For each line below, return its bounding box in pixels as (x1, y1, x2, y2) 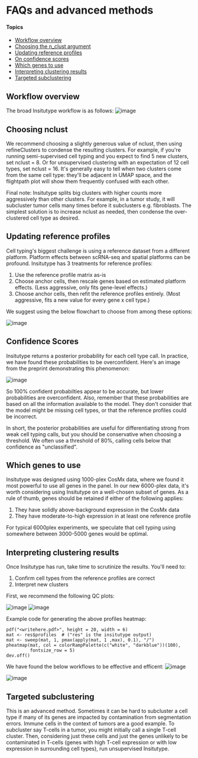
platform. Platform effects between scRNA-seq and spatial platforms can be (6, 253, 191, 260)
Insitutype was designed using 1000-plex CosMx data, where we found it (6, 476, 184, 483)
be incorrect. (6, 412, 38, 420)
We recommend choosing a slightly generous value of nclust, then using (6, 140, 182, 147)
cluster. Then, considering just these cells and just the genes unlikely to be (6, 733, 188, 740)
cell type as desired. (30, 214, 80, 222)
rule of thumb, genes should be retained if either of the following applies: (6, 495, 184, 502)
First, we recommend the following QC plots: (6, 592, 115, 599)
